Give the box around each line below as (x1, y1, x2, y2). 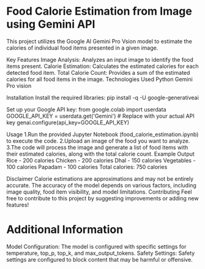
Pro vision (6, 81, 32, 89)
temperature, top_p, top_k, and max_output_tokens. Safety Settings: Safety (6, 249, 195, 257)
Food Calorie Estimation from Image (6, 4, 193, 18)
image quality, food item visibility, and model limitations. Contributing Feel (6, 188, 192, 195)
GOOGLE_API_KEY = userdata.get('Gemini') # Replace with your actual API (6, 112, 195, 119)
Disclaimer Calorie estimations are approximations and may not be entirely (6, 175, 194, 182)
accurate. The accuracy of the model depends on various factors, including (6, 181, 197, 189)
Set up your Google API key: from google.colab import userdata (6, 105, 166, 113)
